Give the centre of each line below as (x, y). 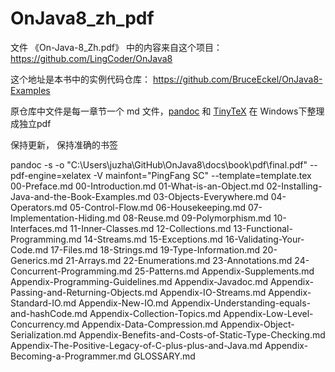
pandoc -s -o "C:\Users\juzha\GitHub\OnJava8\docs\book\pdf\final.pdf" (159, 164)
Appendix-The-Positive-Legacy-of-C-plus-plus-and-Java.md (136, 345)
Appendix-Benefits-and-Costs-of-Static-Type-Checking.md (202, 334)
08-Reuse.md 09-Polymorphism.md (197, 218)
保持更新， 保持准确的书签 (64, 144)
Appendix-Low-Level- (268, 313)
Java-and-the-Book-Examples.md (81, 196)
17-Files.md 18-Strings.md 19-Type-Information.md (155, 249)
